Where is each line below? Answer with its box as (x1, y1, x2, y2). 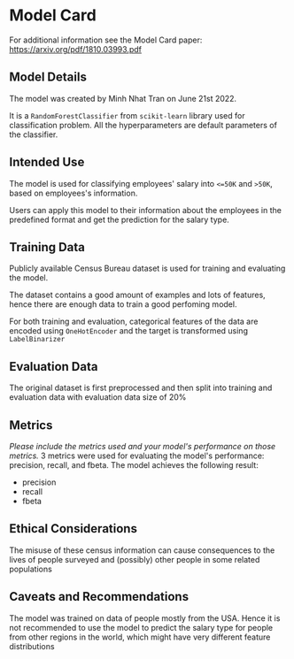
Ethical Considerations (9, 521, 137, 536)
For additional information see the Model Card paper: (9, 34, 203, 45)
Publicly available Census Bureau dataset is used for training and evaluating (9, 263, 286, 274)
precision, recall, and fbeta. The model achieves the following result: (9, 460, 259, 470)
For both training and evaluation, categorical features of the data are (9, 316, 259, 327)
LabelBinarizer (9, 335, 66, 344)
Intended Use (9, 155, 85, 170)
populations (9, 563, 53, 574)
